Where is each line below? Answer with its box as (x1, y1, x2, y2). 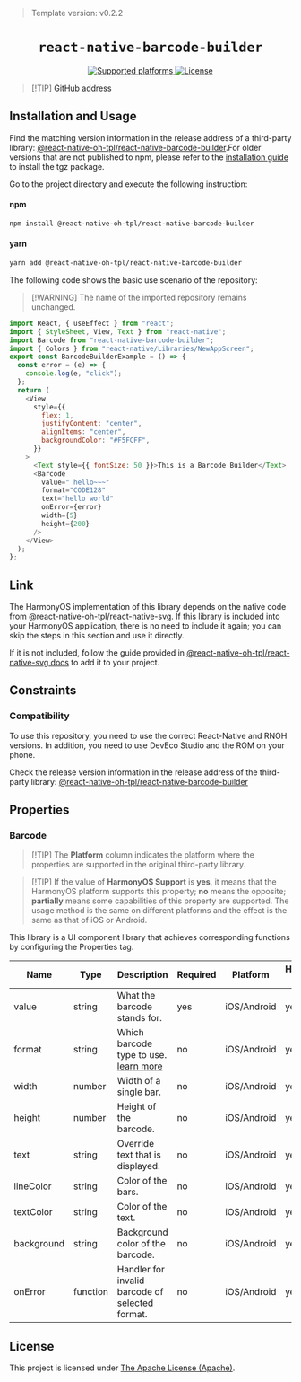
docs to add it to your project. (50, 657, 160, 668)
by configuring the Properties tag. (9, 942, 134, 953)
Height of (116, 1100, 157, 1113)
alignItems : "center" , (41, 427, 126, 436)
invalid (116, 1274, 145, 1287)
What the (116, 990, 156, 1002)
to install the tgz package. (9, 161, 105, 172)
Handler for (116, 1263, 166, 1276)
